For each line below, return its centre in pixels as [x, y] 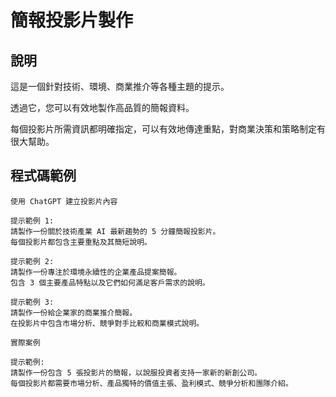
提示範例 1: [32, 221]
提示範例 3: [32, 302]
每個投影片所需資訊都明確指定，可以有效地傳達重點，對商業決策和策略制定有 [168, 129]
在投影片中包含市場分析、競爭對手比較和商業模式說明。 [107, 323]
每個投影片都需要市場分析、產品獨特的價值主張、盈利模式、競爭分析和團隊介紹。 [151, 383]
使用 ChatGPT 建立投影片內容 [64, 201]
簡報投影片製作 [72, 20]
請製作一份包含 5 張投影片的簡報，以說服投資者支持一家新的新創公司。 [136, 372]
